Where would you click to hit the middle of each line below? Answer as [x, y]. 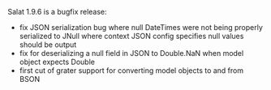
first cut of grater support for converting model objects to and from [131, 71]
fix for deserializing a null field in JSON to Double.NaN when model [131, 53]
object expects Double [57, 62]
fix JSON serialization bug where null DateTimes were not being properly [141, 27]
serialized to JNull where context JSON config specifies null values [131, 36]
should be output [48, 45]
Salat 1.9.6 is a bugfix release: [57, 12]
